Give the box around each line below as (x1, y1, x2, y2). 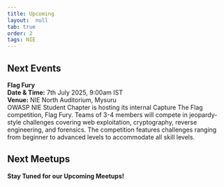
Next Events (7, 62, 61, 74)
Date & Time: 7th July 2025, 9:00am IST (7, 88, 124, 97)
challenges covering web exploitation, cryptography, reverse (22, 118, 197, 126)
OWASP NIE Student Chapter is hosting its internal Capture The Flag (7, 103, 204, 111)
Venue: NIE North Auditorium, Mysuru (7, 95, 117, 104)
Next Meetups (7, 153, 70, 165)
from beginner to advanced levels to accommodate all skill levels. (7, 132, 195, 141)
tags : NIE (7, 36, 36, 43)
